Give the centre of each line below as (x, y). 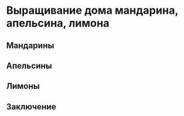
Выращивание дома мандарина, (92, 11)
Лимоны (23, 86)
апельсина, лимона (58, 23)
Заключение (31, 107)
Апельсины (29, 66)
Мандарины (30, 45)
